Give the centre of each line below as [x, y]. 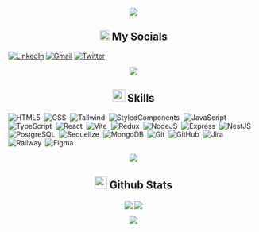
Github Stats [141, 186]
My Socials [140, 37]
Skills [141, 98]
